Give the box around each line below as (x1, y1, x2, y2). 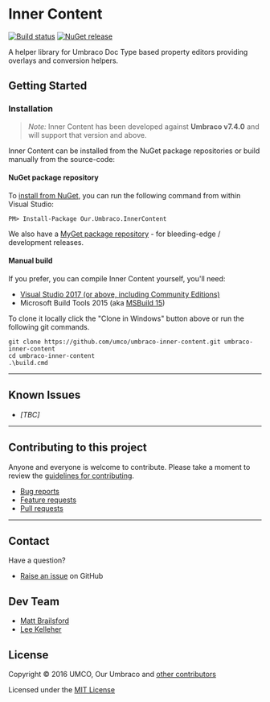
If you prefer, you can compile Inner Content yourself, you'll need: (8, 274, 226, 284)
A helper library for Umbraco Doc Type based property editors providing (8, 47, 248, 56)
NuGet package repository (8, 172, 99, 182)
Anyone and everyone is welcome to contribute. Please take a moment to (8, 462, 251, 471)
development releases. (8, 237, 84, 247)
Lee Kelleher (19, 625, 62, 634)
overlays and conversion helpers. (8, 56, 119, 65)
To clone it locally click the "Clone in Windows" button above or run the (8, 314, 245, 323)
